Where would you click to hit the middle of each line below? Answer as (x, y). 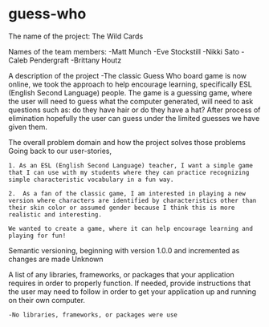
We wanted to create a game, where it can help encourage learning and (130, 228)
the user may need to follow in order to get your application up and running (132, 291)
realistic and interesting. (55, 214)
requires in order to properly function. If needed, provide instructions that (130, 283)
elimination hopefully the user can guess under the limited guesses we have (134, 118)
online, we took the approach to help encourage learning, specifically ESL (130, 84)
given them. (28, 127)
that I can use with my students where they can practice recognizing (129, 172)
